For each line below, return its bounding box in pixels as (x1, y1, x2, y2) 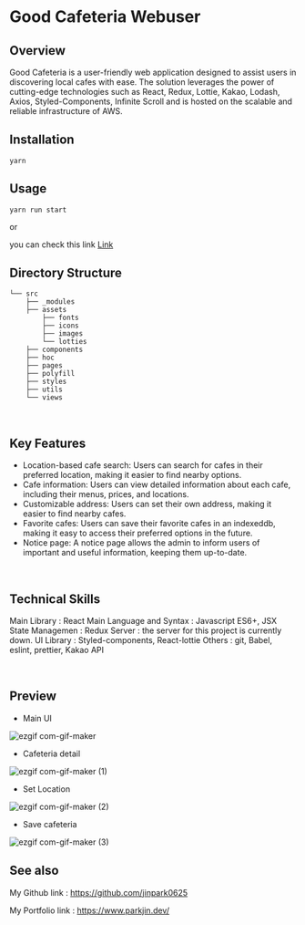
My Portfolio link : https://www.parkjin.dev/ (9, 905, 170, 916)
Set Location (22, 783, 71, 795)
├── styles (25, 377, 67, 387)
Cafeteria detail (22, 748, 81, 759)
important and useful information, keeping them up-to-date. (22, 547, 248, 558)
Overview (9, 43, 66, 58)
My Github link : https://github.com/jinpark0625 (9, 887, 188, 898)
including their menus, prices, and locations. (22, 489, 189, 500)
